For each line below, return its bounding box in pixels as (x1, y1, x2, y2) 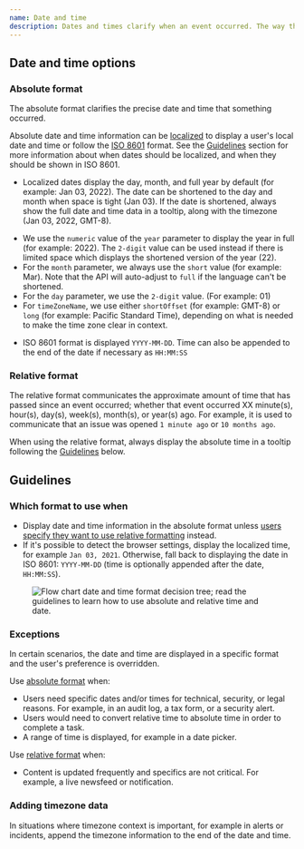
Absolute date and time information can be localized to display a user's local (9, 131, 294, 141)
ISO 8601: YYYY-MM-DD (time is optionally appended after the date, (22, 559, 264, 570)
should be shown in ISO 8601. (9, 160, 120, 171)
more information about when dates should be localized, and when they (9, 150, 277, 161)
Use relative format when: (9, 749, 106, 760)
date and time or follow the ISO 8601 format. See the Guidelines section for (9, 140, 289, 151)
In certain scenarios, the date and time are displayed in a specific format (9, 649, 279, 659)
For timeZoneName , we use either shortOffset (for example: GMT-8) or (22, 300, 280, 311)
